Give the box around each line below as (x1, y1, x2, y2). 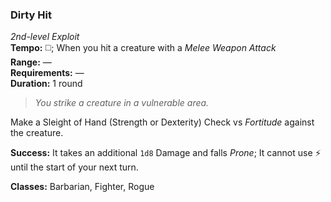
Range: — (10, 56, 52, 68)
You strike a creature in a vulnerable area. (34, 97, 210, 109)
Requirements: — (10, 67, 85, 79)
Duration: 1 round (10, 78, 83, 90)
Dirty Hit (10, 8, 52, 22)
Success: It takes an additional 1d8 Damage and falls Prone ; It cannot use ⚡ (10, 147, 322, 159)
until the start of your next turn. (10, 161, 139, 173)
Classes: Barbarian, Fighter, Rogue (10, 181, 155, 193)
